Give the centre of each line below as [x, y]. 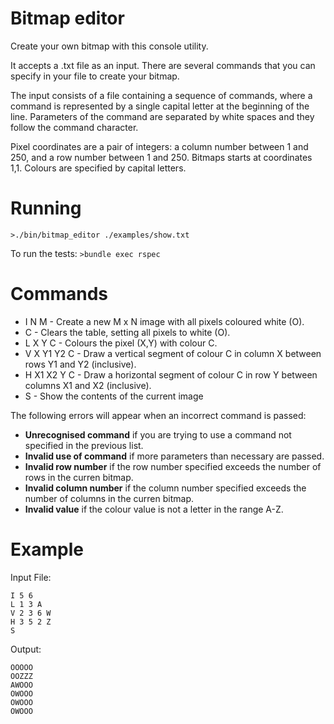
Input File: [31, 577]
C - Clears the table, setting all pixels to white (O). [127, 332]
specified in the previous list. [84, 445]
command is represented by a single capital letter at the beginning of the [160, 106]
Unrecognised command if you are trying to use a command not [158, 434]
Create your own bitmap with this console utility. [109, 46]
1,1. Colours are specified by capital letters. [98, 168]
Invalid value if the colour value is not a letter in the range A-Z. [154, 509]
